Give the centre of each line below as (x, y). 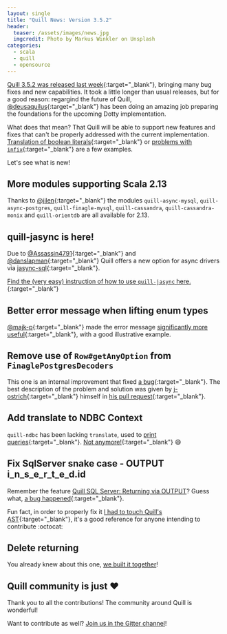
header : (18, 26)
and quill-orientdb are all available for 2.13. (86, 215)
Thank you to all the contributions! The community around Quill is (100, 603)
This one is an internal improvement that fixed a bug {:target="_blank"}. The (114, 381)
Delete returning (43, 548)
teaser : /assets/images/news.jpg (61, 33)
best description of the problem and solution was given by (89, 389)
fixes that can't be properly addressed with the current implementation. (108, 134)
